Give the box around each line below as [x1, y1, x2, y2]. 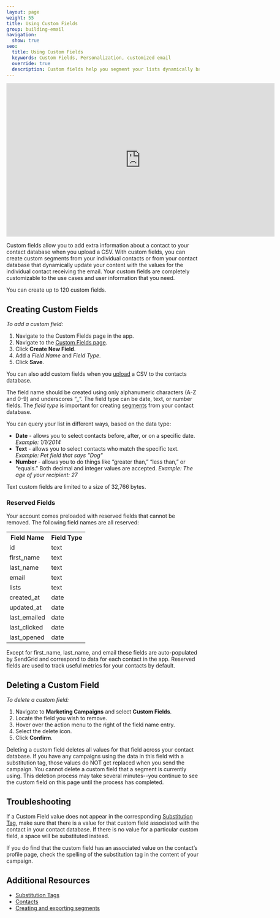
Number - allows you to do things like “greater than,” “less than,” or [15, 458, 186, 465]
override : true [12, 60, 51, 66]
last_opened [9, 633, 45, 642]
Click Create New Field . [15, 345, 76, 353]
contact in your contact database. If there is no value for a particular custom [6, 826, 199, 833]
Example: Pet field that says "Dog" [15, 452, 103, 459]
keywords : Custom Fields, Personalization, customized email [12, 55, 172, 61]
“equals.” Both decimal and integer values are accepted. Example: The [15, 465, 193, 472]
